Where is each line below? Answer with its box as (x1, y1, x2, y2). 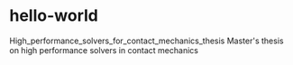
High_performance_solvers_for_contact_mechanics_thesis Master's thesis (9, 35, 284, 46)
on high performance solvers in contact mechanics (9, 44, 198, 55)
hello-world (9, 5, 99, 26)
